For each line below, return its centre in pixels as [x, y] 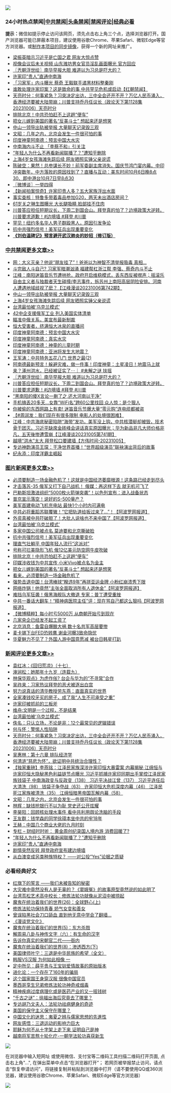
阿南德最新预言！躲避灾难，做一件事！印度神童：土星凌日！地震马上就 [86, 364]
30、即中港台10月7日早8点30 [43, 178]
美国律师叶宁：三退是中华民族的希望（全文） [60, 953]
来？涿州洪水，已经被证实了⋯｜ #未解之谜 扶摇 [62, 370]
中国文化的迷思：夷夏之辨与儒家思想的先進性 [60, 1017]
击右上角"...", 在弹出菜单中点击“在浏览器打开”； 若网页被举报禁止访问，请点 [84, 1063]
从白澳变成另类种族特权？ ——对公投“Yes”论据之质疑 [68, 857]
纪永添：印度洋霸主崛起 [37, 453]
